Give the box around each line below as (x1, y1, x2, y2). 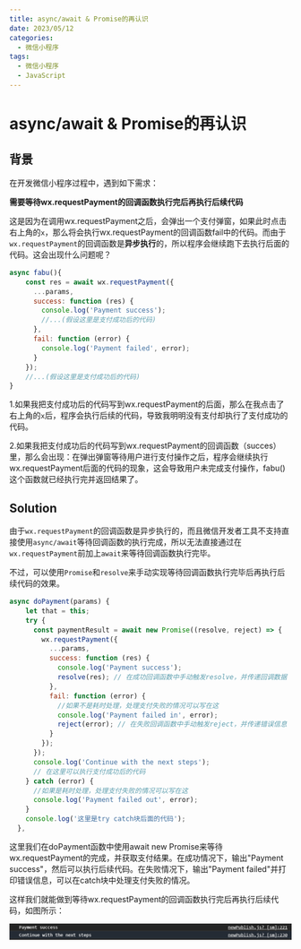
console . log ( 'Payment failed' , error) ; (41, 343, 191, 353)
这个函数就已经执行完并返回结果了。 (9, 474, 143, 485)
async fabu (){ (9, 268, 63, 277)
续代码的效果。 (9, 578, 64, 589)
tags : (9, 52, 30, 62)
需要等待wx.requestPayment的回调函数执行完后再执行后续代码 (9, 196, 244, 207)
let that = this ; (25, 606, 90, 616)
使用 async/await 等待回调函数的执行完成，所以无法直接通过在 (16, 537, 242, 548)
